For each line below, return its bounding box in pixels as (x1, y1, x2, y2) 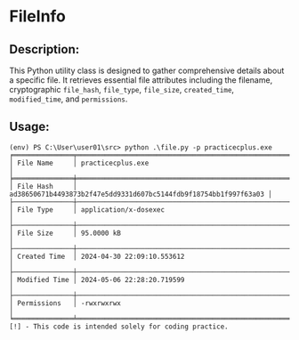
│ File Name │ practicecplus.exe (9, 158, 149, 167)
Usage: (9, 119, 51, 134)
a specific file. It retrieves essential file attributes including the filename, (9, 75, 273, 85)
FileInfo (9, 6, 67, 27)
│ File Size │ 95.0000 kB (9, 229, 122, 238)
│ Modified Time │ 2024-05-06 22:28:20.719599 (9, 275, 185, 284)
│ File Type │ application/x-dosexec (9, 205, 166, 215)
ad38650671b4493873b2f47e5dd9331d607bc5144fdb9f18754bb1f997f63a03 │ (9, 190, 273, 198)
